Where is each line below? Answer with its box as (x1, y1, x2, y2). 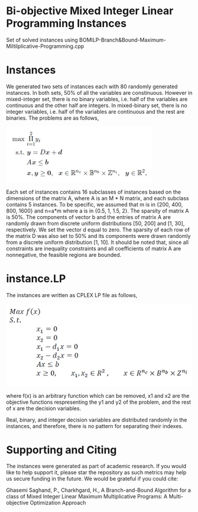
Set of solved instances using (6, 36, 78, 43)
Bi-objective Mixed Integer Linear (6, 4, 174, 18)
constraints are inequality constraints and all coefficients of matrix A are (6, 244, 181, 252)
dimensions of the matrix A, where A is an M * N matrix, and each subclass (6, 194, 189, 202)
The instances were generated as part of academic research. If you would (6, 463, 187, 470)
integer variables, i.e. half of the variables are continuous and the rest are (6, 108, 185, 115)
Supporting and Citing (6, 443, 117, 456)
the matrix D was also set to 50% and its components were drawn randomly (6, 232, 191, 239)
